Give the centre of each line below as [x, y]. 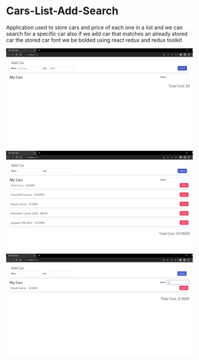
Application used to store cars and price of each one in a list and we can [94, 27]
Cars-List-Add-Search [62, 11]
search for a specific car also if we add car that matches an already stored [97, 33]
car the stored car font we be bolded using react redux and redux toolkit [94, 40]
